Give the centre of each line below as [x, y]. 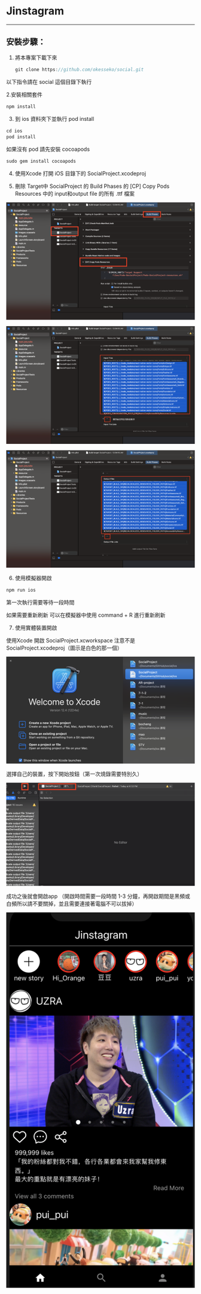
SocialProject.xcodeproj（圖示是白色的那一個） [64, 648]
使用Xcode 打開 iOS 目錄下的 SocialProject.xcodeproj [80, 173]
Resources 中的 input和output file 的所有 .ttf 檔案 [74, 194]
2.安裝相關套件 [25, 95]
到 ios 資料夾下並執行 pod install [54, 118]
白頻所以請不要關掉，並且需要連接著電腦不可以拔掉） [72, 904]
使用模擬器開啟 [33, 578]
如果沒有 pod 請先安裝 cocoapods [48, 149]
